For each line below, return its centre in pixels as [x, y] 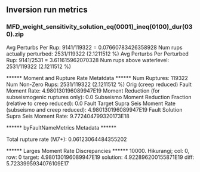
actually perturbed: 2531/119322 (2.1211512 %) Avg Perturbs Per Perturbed [98, 54]
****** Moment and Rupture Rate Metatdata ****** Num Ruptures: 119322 [97, 78]
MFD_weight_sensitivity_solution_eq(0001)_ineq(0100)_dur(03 [99, 27]
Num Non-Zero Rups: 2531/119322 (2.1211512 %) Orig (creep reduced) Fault [99, 84]
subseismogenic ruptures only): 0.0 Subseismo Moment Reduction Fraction [99, 97]
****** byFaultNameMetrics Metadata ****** [61, 127]
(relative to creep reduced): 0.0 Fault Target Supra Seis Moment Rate [91, 103]
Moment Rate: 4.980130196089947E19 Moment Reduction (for [83, 90]
